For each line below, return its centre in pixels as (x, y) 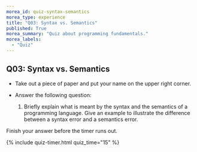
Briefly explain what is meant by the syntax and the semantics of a (106, 106)
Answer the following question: (53, 95)
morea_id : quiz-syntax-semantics (48, 12)
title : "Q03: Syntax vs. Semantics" (52, 23)
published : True (26, 28)
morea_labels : (24, 39)
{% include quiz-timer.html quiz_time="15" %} (63, 142)
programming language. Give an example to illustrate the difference (107, 113)
